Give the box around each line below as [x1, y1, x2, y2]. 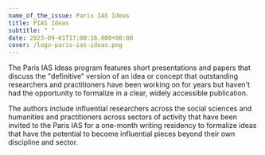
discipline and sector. [8, 138, 78, 147]
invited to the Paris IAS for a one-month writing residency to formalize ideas [8, 121, 257, 130]
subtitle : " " [8, 26, 56, 34]
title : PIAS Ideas [8, 19, 69, 27]
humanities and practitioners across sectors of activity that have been [8, 112, 237, 122]
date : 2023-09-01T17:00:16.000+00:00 [8, 33, 134, 42]
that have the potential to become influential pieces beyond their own [8, 129, 236, 139]
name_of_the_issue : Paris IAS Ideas [8, 11, 130, 20]
